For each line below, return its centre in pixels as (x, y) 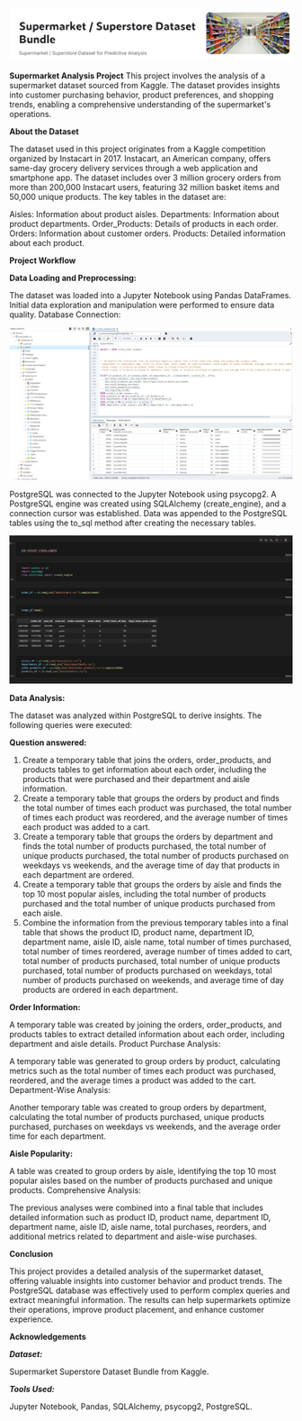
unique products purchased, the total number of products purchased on (155, 856)
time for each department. (58, 1136)
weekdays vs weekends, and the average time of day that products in (151, 865)
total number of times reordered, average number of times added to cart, (157, 952)
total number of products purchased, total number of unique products (151, 961)
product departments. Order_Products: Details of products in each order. (144, 223)
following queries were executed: (71, 725)
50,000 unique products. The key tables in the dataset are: (118, 196)
